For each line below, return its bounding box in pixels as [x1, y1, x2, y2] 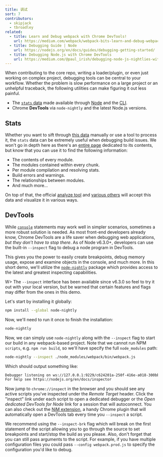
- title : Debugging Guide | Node [9, 43, 77, 48]
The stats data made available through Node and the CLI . [12, 100, 128, 106]
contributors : [5, 16, 34, 21]
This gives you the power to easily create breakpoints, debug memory [5, 254, 145, 260]
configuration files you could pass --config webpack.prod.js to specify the [5, 441, 155, 447]
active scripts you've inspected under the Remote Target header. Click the [5, 391, 154, 397]
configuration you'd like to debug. [5, 447, 73, 453]
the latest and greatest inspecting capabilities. [5, 269, 98, 275]
